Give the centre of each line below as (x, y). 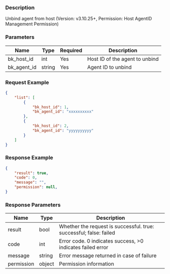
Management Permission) (32, 24)
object (47, 264)
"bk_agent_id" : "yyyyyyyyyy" (63, 130)
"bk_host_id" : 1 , (51, 107)
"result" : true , (32, 173)
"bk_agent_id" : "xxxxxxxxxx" (63, 112)
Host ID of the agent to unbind (123, 59)
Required (71, 50)
